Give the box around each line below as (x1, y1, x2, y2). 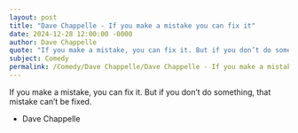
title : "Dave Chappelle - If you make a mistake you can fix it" (9, 21, 255, 30)
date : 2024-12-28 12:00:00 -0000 (9, 29, 133, 38)
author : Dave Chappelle (9, 37, 98, 47)
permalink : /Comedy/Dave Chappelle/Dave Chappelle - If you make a (9, 63, 264, 72)
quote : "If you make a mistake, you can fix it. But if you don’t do (9, 46, 272, 55)
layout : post (9, 12, 58, 22)
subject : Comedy (9, 54, 69, 63)
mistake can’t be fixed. (9, 96, 92, 106)
